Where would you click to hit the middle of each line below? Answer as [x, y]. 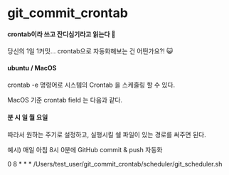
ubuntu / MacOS [32, 68]
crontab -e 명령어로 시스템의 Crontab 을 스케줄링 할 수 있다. [91, 85]
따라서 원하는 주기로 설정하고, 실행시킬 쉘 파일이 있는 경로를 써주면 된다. [107, 134]
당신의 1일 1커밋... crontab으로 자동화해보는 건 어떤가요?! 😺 [90, 51]
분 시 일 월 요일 [28, 117]
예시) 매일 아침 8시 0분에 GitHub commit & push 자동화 [85, 149]
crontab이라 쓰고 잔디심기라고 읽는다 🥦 [62, 34]
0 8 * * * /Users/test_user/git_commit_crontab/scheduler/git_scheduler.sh [115, 164]
